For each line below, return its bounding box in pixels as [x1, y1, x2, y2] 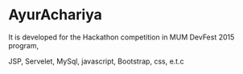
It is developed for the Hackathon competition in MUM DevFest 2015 [8, 32, 235, 42]
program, [8, 40, 39, 50]
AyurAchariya [8, 6, 102, 24]
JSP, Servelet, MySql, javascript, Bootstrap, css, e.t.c [8, 56, 184, 66]
